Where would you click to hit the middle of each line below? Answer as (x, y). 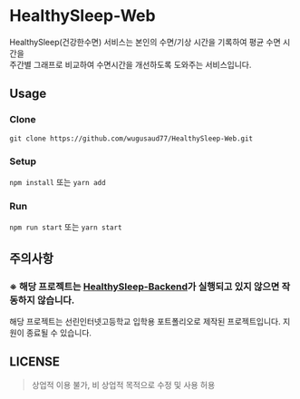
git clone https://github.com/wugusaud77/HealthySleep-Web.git (131, 138)
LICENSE (35, 362)
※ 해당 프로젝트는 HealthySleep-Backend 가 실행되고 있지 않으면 (145, 287)
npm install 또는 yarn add (58, 181)
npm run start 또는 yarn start (66, 227)
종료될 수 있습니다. (59, 333)
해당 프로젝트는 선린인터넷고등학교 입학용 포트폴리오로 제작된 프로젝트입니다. (145, 321)
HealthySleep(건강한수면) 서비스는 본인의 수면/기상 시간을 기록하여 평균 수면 (145, 42)
